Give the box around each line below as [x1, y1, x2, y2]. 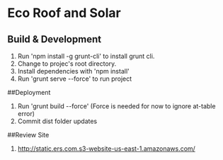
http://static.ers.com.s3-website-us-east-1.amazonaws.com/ [17, 144, 196, 153]
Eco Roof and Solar [7, 5, 122, 21]
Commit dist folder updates [17, 117, 98, 125]
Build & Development [7, 33, 101, 45]
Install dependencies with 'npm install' [17, 67, 130, 75]
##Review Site [7, 131, 50, 139]
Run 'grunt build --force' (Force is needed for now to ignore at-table [17, 102, 216, 110]
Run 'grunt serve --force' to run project [17, 74, 132, 83]
